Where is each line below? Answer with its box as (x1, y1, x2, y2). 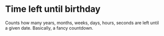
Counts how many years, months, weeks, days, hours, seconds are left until (5, 20, 159, 26)
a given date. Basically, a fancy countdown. (5, 25, 93, 31)
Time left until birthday (5, 3, 101, 15)
